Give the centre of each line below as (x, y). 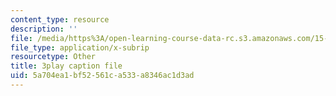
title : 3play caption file (66, 66)
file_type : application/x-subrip (80, 47)
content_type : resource (60, 19)
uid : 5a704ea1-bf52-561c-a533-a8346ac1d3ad (102, 76)
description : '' (44, 29)
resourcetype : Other (53, 57)
